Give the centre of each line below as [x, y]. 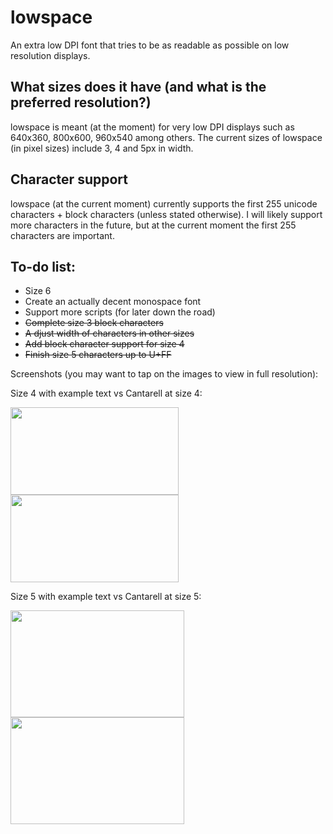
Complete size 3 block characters [94, 323]
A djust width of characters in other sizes [109, 333]
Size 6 [38, 291]
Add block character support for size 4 [104, 344]
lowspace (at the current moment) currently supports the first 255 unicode [164, 203]
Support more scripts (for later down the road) [120, 312]
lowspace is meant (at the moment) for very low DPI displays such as [152, 127]
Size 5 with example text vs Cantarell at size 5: [106, 597]
